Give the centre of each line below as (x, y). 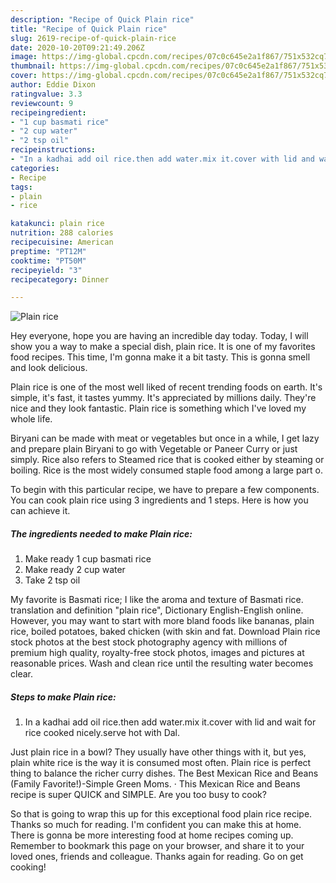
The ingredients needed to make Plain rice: (101, 533)
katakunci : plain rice (57, 224)
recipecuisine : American (62, 242)
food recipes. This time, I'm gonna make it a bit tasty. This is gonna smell (160, 357)
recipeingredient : (48, 112)
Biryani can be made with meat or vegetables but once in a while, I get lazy (165, 438)
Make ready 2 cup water (75, 570)
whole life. (31, 419)
